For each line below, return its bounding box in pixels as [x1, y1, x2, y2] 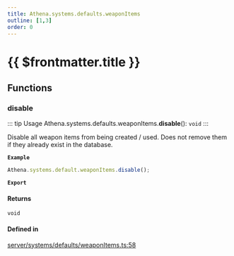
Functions [7, 82, 53, 94]
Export [7, 180, 27, 187]
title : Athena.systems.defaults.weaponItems [7, 10, 141, 18]
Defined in [7, 224, 39, 233]
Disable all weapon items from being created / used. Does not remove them [7, 133, 228, 141]
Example [7, 154, 30, 161]
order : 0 [7, 23, 33, 30]
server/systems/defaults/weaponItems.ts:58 [7, 240, 136, 249]
